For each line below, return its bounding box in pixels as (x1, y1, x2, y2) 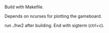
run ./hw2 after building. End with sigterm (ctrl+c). (4, 22, 105, 28)
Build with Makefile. (4, 4, 44, 10)
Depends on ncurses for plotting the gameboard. (4, 13, 102, 19)
